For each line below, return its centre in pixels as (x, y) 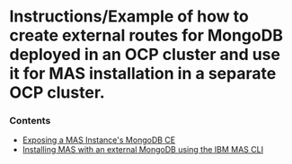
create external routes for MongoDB (146, 35)
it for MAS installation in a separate (143, 74)
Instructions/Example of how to (129, 17)
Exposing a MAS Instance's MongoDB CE (99, 140)
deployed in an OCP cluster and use (145, 55)
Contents (30, 121)
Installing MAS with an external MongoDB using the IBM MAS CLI (142, 150)
